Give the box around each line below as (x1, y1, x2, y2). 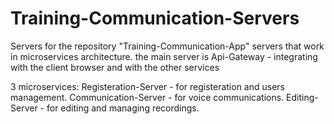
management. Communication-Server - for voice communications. (10, 91, 285, 103)
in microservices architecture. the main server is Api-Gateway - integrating (10, 50, 318, 62)
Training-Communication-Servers (10, 7, 300, 30)
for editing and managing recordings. (46, 102, 200, 114)
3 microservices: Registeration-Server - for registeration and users (10, 80, 285, 92)
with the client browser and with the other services (10, 61, 220, 73)
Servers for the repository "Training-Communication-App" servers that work (10, 40, 325, 52)
